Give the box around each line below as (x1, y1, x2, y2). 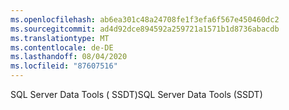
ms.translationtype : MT (10, 33, 110, 43)
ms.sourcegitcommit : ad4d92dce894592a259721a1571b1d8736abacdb (10, 24, 280, 34)
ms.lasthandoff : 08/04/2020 (10, 52, 128, 62)
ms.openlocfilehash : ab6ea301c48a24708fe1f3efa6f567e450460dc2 (10, 14, 280, 25)
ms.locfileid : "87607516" (10, 61, 118, 71)
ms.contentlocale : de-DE (10, 42, 114, 53)
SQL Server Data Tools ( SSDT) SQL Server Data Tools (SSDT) (10, 89, 263, 100)
